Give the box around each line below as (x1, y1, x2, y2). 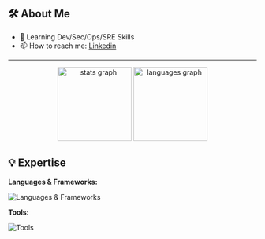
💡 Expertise (8, 156, 66, 170)
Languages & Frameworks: (8, 177, 98, 186)
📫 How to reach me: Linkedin (19, 41, 117, 50)
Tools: (8, 208, 29, 217)
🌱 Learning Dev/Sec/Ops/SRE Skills (19, 31, 135, 42)
